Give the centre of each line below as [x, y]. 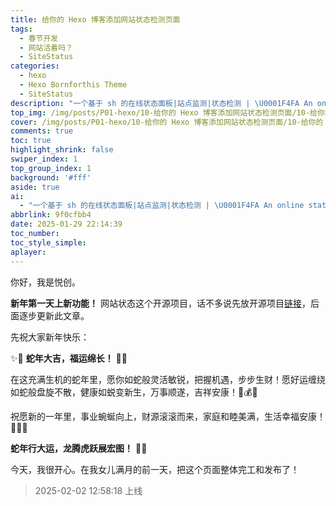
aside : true [35, 187]
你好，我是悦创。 [45, 282]
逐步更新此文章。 [54, 315]
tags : [21, 29]
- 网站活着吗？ [46, 47]
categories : [35, 66]
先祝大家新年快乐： [50, 337]
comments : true [42, 131]
